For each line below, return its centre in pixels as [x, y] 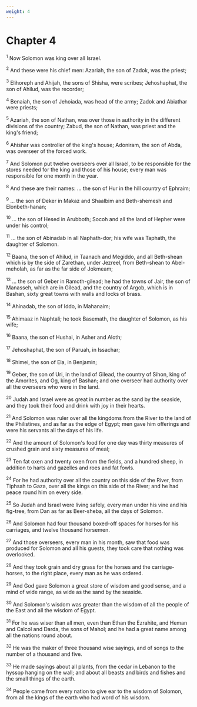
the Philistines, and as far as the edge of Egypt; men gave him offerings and [98, 424]
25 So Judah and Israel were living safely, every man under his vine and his [97, 504]
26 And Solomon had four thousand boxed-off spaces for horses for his [92, 523]
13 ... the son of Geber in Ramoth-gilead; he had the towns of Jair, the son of [98, 281]
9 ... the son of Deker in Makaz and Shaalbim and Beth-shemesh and [89, 200]
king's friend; [22, 132]
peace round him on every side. [45, 492]
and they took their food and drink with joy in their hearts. [76, 405]
